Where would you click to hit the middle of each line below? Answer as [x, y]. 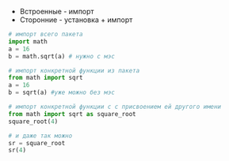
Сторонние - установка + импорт [76, 20]
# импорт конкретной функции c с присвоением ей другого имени [115, 107]
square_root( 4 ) [33, 122]
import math [28, 41]
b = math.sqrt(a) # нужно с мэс [61, 56]
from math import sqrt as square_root [72, 114]
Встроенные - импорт [57, 11]
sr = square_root [37, 143]
